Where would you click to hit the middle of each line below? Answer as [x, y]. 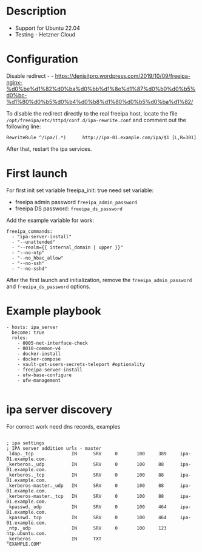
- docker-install [39, 354]
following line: [24, 126]
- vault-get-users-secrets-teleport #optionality [81, 364]
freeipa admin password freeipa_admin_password [76, 202]
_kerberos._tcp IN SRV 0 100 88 [85, 475]
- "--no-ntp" [28, 253]
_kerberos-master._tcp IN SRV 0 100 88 [85, 496]
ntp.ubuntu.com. [27, 533]
